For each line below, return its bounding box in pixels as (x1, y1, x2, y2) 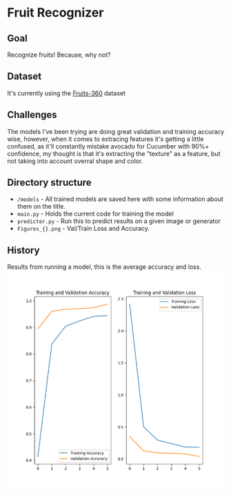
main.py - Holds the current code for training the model (17, 209, 174, 218)
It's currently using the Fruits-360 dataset (7, 88, 126, 97)
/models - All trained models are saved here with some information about (17, 195, 224, 203)
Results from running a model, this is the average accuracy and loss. (7, 263, 202, 271)
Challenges (7, 109, 57, 121)
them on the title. (17, 202, 66, 211)
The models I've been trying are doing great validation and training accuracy (7, 127, 225, 135)
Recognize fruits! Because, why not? (7, 50, 112, 59)
